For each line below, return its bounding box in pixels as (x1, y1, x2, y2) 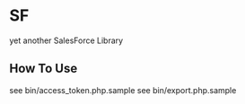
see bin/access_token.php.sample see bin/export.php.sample (9, 84, 237, 95)
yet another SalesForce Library (9, 35, 124, 46)
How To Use (9, 61, 78, 76)
